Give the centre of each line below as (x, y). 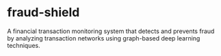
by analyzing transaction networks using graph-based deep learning (104, 38)
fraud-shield (43, 12)
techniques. (24, 45)
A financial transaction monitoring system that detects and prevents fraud (111, 31)
